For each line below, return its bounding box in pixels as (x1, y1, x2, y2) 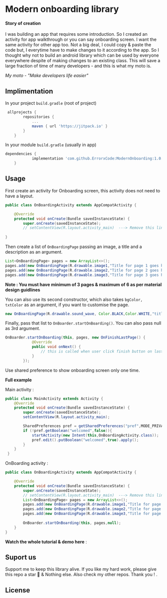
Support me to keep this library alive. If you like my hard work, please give (5, 566, 157, 572)
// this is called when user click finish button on (40, 349, 153, 354)
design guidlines (5, 287, 41, 293)
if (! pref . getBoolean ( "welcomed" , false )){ (23, 428, 112, 433)
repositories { (23, 114, 55, 120)
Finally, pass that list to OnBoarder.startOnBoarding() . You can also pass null (5, 320, 162, 326)
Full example (5, 377, 32, 383)
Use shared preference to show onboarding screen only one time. (5, 367, 140, 373)
